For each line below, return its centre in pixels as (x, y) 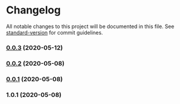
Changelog (33, 10)
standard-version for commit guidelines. (55, 32)
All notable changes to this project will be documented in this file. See (90, 26)
